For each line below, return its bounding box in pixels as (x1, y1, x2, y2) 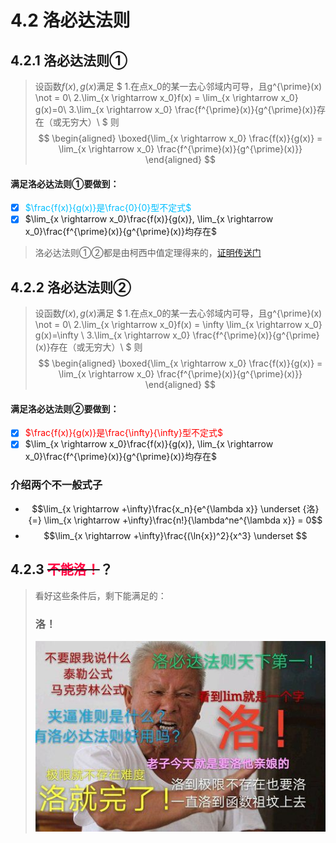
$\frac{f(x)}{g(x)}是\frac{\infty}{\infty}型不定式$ (24, 427, 223, 439)
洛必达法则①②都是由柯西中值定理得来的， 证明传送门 (34, 247, 262, 259)
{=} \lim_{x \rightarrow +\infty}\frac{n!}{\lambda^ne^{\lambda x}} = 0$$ (28, 514, 323, 526)
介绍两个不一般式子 (10, 478, 103, 492)
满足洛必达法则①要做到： (10, 177, 120, 190)
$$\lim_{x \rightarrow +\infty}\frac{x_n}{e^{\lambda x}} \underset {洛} (31, 502, 320, 515)
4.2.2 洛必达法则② (10, 279, 132, 296)
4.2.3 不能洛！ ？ (10, 561, 113, 578)
